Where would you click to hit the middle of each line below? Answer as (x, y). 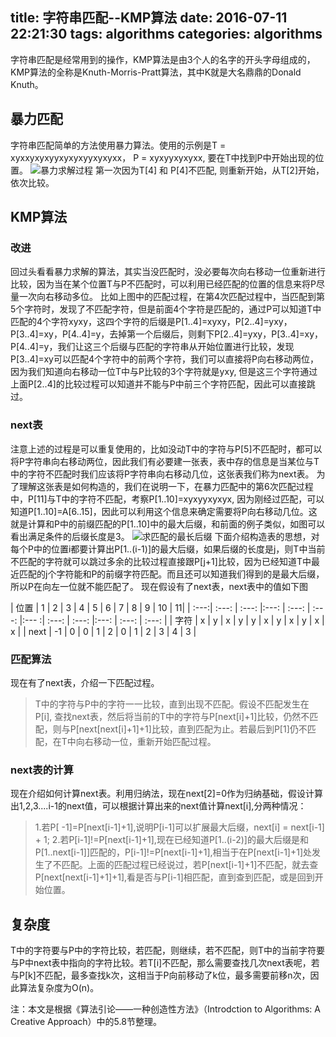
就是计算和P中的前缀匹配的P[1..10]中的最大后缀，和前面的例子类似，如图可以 (168, 524)
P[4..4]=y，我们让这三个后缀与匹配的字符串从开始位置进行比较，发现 (152, 347)
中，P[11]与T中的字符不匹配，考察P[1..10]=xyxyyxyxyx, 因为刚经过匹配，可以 (167, 499)
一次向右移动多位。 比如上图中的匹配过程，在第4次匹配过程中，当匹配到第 (171, 297)
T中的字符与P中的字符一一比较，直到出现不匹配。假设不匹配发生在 (172, 704)
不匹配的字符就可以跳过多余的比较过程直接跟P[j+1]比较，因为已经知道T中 (161, 561)
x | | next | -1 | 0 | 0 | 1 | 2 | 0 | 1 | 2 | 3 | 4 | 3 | (103, 631)
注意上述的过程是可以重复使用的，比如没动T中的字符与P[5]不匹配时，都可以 (166, 449)
